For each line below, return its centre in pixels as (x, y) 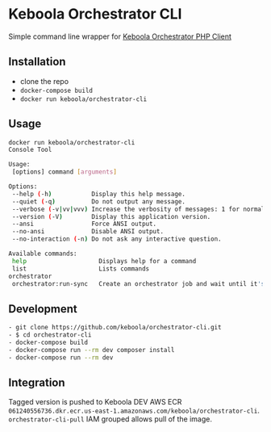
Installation (37, 62)
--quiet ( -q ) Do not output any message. (98, 201)
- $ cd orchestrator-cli (50, 335)
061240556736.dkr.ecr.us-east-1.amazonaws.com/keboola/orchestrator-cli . (134, 411)
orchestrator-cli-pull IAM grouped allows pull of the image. (110, 419)
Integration (37, 383)
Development (43, 309)
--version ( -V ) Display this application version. (111, 216)
